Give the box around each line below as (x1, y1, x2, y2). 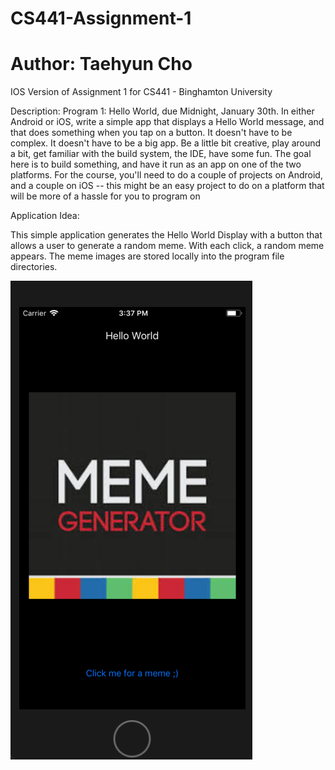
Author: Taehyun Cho (10, 53, 193, 76)
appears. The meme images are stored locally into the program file (10, 250, 285, 262)
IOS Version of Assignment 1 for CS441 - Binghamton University (10, 86, 273, 98)
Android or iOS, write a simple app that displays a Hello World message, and (10, 116, 325, 128)
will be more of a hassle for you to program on (10, 190, 201, 202)
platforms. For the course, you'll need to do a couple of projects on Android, (10, 169, 323, 181)
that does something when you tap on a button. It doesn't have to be (10, 127, 293, 139)
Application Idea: (10, 210, 80, 222)
